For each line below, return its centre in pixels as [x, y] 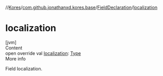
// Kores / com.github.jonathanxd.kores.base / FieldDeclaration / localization [81, 7]
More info [16, 59]
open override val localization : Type [43, 53]
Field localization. [24, 68]
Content [14, 48]
